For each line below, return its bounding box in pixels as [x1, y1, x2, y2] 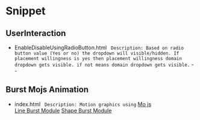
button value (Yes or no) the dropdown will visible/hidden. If [14, 50, 180, 56]
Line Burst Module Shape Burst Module [14, 107, 112, 114]
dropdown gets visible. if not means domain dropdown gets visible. [14, 62, 190, 68]
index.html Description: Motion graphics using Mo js [14, 100, 152, 107]
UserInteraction [5, 28, 66, 38]
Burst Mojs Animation [5, 85, 89, 95]
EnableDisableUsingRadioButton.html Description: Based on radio [14, 44, 184, 51]
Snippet [5, 4, 46, 18]
